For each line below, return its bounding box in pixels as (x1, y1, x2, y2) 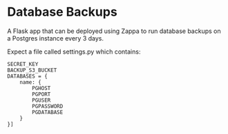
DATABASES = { (7, 73, 48, 80)
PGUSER (32, 97, 51, 104)
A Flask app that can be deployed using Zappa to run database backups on (7, 27, 221, 35)
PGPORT (32, 91, 51, 98)
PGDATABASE (32, 109, 64, 115)
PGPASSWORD (32, 102, 64, 110)
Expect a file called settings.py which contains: (7, 47, 141, 56)
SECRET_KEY (7, 60, 39, 67)
